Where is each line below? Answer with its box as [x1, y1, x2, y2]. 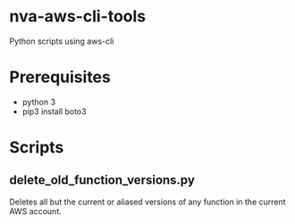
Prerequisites [9, 67, 112, 87]
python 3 [21, 96, 56, 107]
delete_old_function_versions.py [9, 172, 195, 188]
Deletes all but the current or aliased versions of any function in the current [9, 196, 286, 207]
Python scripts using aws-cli [9, 36, 114, 46]
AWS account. [9, 205, 62, 216]
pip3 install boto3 [21, 105, 87, 117]
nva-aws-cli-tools [9, 6, 147, 27]
